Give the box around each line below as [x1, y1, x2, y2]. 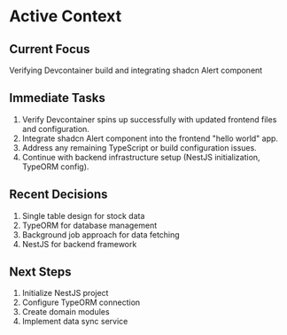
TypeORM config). [21, 161, 89, 172]
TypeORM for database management [21, 220, 158, 230]
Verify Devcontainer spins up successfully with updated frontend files [21, 113, 277, 125]
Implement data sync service [21, 316, 128, 327]
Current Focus [9, 42, 90, 57]
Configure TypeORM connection [21, 297, 141, 308]
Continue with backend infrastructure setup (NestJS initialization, [21, 152, 260, 162]
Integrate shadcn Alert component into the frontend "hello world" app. [21, 133, 279, 144]
